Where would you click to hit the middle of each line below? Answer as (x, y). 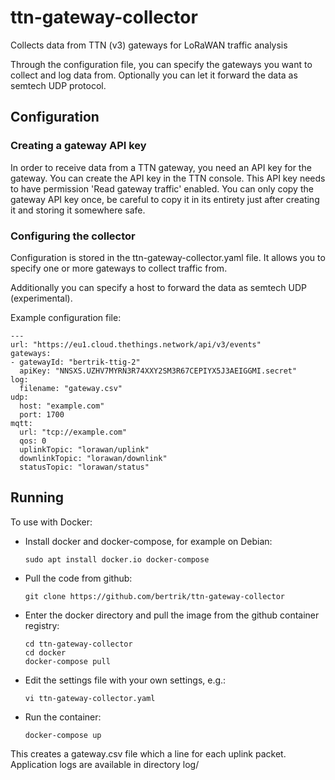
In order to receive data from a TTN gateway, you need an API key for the (161, 167)
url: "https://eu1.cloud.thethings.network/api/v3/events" (136, 344)
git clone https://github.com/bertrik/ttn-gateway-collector (155, 596)
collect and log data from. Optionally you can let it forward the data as (154, 75)
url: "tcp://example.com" (73, 432)
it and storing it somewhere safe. (78, 210)
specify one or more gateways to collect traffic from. (119, 268)
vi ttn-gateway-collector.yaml (90, 698)
